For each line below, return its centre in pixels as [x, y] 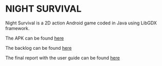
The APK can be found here [35, 38]
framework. [17, 28]
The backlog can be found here [38, 48]
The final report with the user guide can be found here [63, 58]
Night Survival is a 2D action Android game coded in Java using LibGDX [81, 23]
